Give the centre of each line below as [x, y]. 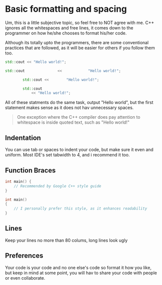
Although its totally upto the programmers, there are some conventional [77, 42]
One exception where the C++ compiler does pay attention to [79, 117]
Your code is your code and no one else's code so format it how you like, [78, 267]
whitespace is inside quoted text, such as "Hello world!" [73, 122]
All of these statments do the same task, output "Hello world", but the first [79, 103]
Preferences [24, 256]
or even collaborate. [25, 278]
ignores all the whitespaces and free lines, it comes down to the [69, 27]
